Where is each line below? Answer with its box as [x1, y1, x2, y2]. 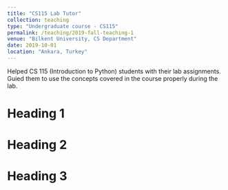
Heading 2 [7, 137, 68, 153]
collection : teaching [7, 16, 70, 23]
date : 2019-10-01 [7, 42, 57, 49]
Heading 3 [7, 169, 68, 184]
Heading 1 [7, 106, 65, 121]
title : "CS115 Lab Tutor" [7, 10, 81, 17]
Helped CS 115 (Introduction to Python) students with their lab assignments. [7, 67, 222, 75]
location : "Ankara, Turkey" [7, 49, 88, 56]
